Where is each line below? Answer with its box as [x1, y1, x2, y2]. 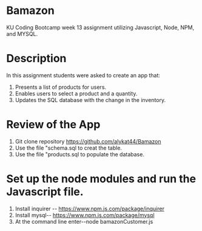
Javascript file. [6, 185, 84, 198]
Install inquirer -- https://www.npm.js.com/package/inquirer [15, 205, 165, 212]
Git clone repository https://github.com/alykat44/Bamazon [15, 137, 161, 145]
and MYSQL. [6, 30, 38, 37]
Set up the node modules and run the [6, 172, 196, 185]
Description [6, 52, 67, 66]
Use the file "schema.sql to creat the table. [15, 144, 123, 151]
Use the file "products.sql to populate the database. [15, 150, 144, 158]
